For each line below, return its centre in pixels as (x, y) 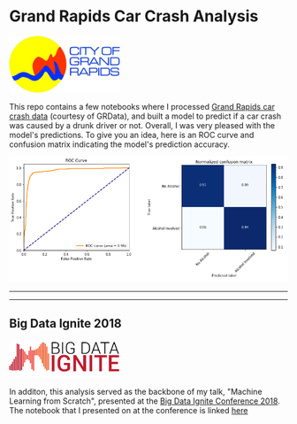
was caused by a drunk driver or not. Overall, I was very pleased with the (142, 126)
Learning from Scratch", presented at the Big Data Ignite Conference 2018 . (145, 401)
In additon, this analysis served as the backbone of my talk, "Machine (136, 392)
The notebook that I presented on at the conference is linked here (129, 411)
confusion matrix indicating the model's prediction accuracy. (119, 144)
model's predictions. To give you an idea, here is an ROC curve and (132, 135)
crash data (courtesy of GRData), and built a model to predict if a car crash (145, 116)
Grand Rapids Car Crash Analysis (134, 16)
